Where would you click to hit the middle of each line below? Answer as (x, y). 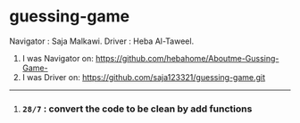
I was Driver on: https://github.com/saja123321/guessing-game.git (144, 77)
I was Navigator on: (58, 58)
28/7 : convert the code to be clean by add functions (137, 109)
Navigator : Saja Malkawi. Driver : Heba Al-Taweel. (102, 41)
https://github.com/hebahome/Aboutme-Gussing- (187, 58)
